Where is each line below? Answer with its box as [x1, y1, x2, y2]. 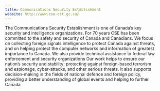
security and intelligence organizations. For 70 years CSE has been [5, 30, 140, 36]
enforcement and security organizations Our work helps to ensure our [5, 56, 145, 61]
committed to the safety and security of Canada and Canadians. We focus [5, 35, 153, 41]
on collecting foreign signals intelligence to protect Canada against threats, [5, 40, 156, 46]
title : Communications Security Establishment [5, 7, 101, 12]
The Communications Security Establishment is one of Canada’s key [5, 25, 142, 30]
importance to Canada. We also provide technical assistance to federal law [5, 50, 155, 56]
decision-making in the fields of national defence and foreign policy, [5, 71, 142, 77]
